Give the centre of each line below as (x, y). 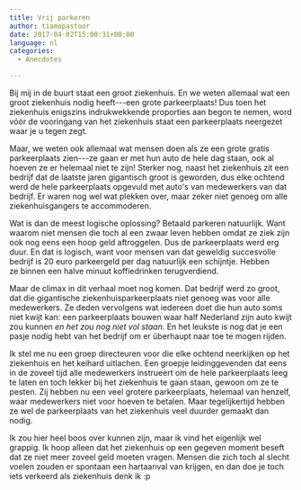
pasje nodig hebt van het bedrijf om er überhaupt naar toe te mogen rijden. (148, 336)
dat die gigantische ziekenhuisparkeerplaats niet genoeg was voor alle (140, 298)
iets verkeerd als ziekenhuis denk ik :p (80, 476)
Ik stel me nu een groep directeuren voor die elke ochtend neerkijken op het (150, 353)
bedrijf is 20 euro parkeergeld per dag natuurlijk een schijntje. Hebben (139, 261)
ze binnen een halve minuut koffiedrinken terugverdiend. (114, 271)
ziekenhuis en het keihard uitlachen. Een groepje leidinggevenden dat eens (148, 363)
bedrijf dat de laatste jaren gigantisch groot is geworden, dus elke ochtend (147, 177)
